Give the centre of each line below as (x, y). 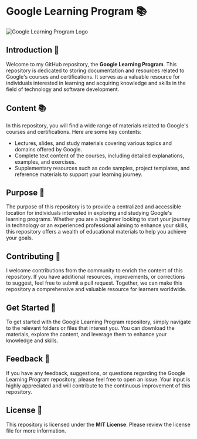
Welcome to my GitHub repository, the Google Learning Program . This (91, 64)
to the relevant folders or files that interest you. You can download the (90, 328)
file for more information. (36, 430)
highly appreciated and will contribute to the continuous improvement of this (98, 386)
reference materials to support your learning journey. (78, 174)
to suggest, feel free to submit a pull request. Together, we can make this (94, 283)
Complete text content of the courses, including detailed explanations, (99, 156)
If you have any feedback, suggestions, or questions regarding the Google (96, 373)
